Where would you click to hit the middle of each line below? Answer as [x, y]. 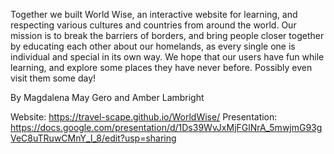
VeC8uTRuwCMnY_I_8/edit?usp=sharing [93, 138]
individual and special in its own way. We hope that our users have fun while [167, 57]
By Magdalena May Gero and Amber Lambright [107, 97]
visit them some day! [53, 78]
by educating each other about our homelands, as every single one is [153, 46]
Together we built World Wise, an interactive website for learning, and [154, 14]
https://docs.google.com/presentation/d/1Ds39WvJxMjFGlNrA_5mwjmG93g [166, 127]
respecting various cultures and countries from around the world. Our [153, 25]
